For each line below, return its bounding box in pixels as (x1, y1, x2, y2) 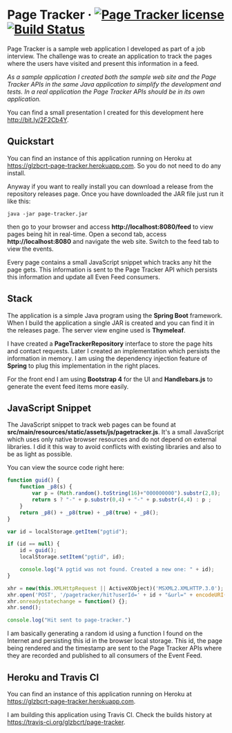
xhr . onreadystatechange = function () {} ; (7, 598, 128, 605)
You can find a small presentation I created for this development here (7, 108, 204, 116)
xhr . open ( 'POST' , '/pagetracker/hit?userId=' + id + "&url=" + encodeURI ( (7, 591, 227, 599)
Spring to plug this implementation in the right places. (7, 361, 160, 370)
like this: (7, 197, 31, 205)
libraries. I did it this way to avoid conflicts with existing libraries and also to (7, 443, 222, 451)
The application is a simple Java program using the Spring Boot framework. (7, 311, 223, 319)
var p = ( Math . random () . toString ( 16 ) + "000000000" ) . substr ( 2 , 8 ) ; (32, 490, 221, 497)
